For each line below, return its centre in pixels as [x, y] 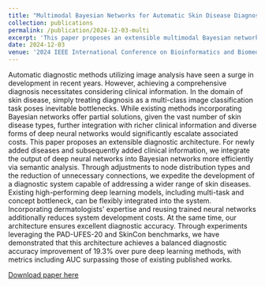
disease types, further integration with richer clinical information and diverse [132, 125]
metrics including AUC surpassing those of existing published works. [120, 259]
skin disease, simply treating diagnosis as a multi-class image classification [131, 100]
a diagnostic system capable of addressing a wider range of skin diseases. [130, 184]
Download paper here [43, 275]
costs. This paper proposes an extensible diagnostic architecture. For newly [131, 142]
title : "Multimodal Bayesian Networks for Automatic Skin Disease [119, 15]
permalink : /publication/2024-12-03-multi [79, 30]
